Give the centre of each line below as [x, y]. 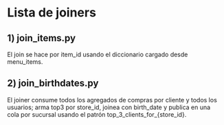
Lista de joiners [52, 13]
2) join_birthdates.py [53, 83]
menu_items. [25, 62]
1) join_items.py [42, 38]
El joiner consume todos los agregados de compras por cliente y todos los [112, 100]
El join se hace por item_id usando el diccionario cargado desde [98, 54]
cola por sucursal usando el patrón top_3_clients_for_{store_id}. [97, 114]
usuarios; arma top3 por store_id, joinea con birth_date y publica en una [109, 107]
